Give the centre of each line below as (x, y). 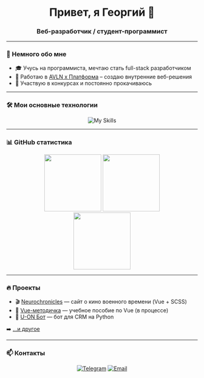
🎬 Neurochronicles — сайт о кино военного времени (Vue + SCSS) (101, 301)
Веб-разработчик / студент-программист (102, 32)
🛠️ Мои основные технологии (52, 105)
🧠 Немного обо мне (36, 54)
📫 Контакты (26, 353)
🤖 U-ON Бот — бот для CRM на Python (64, 317)
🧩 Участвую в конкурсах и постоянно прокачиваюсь (83, 83)
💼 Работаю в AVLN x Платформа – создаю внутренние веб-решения (104, 77)
